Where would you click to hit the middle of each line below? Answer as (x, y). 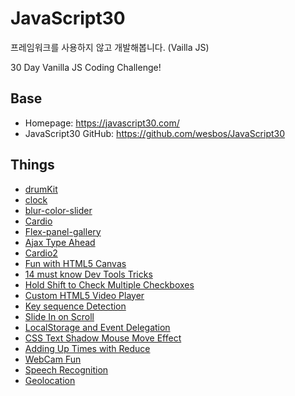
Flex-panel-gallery (63, 231)
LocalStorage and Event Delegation (97, 327)
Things (32, 165)
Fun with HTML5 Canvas (75, 263)
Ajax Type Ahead (60, 242)
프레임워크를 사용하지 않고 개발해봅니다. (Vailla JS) (110, 47)
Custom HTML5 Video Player (84, 295)
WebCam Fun (53, 359)
